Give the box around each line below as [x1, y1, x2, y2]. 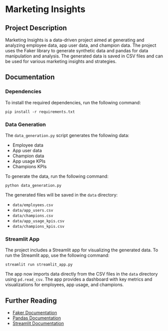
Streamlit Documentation [12, 320, 64, 326]
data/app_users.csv [12, 208, 54, 213]
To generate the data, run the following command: [5, 173, 109, 179]
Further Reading [5, 296, 57, 305]
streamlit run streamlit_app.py [5, 262, 73, 268]
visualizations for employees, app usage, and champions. [5, 282, 124, 288]
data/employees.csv [12, 203, 54, 208]
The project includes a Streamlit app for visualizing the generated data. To [5, 247, 158, 253]
